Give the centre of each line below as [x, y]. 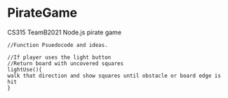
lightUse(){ [25, 69]
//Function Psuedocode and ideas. [58, 45]
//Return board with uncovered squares [66, 63]
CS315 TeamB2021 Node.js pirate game [64, 32]
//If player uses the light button [59, 57]
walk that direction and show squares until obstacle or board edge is [114, 76]
